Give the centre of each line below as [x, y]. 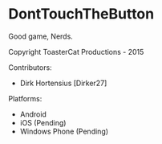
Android [33, 114]
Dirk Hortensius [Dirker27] [63, 83]
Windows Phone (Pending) [64, 131]
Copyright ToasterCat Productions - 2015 [76, 51]
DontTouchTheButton [81, 14]
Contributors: [30, 67]
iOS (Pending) [43, 122]
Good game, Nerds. [41, 36]
